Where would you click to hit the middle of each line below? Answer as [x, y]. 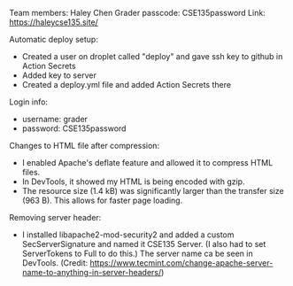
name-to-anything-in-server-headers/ [92, 272]
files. [31, 172]
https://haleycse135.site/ [54, 22]
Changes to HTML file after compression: [85, 146]
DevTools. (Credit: [55, 263]
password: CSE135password [74, 128]
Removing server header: [55, 217]
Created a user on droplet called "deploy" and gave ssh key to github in [152, 56]
